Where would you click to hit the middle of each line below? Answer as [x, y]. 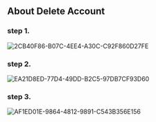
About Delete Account [56, 11]
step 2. [19, 63]
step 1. [18, 31]
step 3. [19, 96]
